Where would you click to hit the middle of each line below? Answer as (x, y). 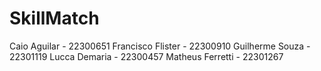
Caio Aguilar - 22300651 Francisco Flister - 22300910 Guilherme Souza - (160, 46)
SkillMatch (54, 18)
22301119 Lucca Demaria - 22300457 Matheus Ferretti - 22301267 (146, 56)
